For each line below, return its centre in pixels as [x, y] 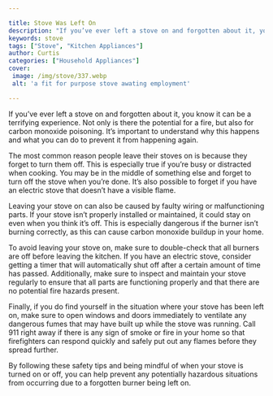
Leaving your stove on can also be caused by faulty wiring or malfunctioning [136, 206]
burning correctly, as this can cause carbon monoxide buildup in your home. [136, 232]
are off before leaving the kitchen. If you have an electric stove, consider [130, 256]
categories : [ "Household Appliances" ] [74, 61]
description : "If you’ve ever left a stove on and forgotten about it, [132, 30]
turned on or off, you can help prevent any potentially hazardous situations [133, 374]
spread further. [34, 350]
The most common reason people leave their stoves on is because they [128, 155]
